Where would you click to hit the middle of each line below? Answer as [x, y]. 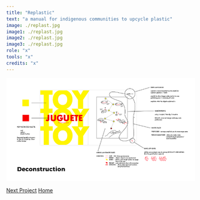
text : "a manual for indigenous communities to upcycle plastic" [89, 19]
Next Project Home [30, 190]
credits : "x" [22, 63]
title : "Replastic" [31, 13]
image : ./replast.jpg [33, 25]
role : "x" [19, 51]
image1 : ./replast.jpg [34, 32]
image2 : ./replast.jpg [34, 38]
